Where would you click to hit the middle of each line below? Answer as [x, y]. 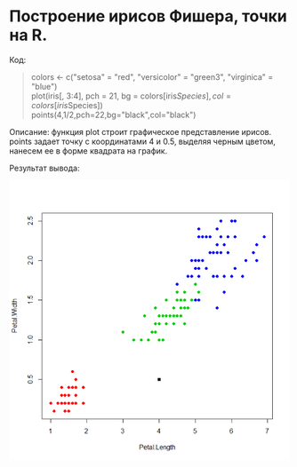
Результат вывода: [44, 168]
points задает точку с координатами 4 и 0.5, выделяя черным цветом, [142, 141]
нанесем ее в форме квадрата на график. [88, 150]
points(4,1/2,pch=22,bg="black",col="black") [113, 115]
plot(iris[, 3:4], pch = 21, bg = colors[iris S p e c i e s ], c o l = [131, 96]
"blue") [44, 86]
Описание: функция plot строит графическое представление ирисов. [140, 131]
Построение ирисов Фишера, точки [148, 16]
